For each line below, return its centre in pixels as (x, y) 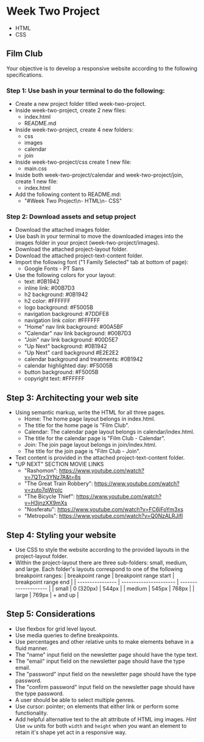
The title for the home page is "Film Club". (77, 425)
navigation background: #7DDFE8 (67, 314)
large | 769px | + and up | (47, 595)
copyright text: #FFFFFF (55, 379)
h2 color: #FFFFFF (47, 301)
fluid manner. (32, 648)
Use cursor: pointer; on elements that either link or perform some (97, 706)
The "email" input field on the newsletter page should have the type (100, 661)
